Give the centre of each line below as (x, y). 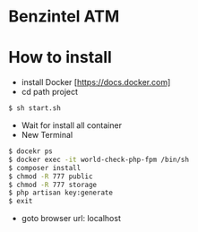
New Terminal (47, 135)
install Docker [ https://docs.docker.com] (96, 82)
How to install (60, 58)
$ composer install (45, 168)
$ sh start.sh (35, 108)
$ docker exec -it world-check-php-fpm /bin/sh (99, 159)
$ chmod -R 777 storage (53, 185)
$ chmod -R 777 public (51, 176)
